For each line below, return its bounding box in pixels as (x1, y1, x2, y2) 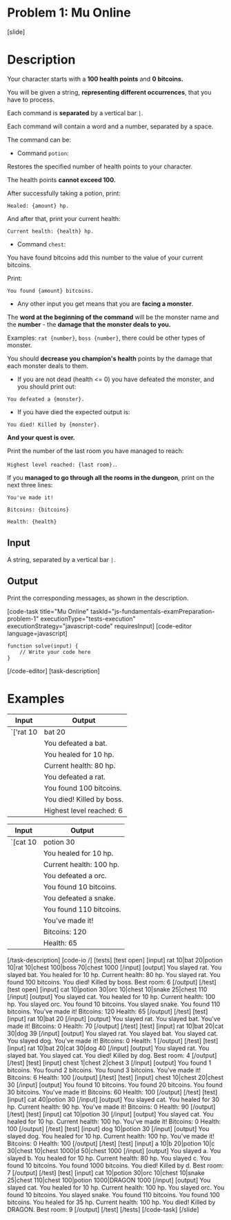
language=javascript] (7, 629, 68, 637)
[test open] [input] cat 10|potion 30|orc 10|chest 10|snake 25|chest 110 (7, 985, 208, 994)
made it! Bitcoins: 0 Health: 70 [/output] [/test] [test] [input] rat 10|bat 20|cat (7, 1022, 224, 1030)
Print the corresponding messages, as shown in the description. (7, 594, 189, 602)
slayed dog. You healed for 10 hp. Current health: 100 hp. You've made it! (7, 1132, 215, 1141)
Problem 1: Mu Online (7, 5, 131, 21)
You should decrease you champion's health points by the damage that (7, 354, 212, 362)
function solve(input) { (7, 642, 79, 650)
